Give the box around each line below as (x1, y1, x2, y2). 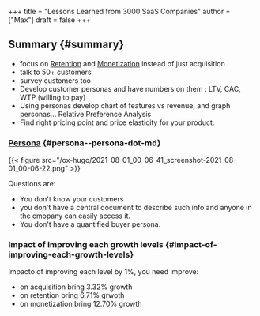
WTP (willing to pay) (19, 92, 86, 102)
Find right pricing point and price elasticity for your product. (19, 118, 215, 127)
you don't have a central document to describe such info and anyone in (19, 203, 252, 213)
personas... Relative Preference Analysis (19, 109, 152, 118)
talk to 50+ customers (19, 67, 92, 77)
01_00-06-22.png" (8, 164, 69, 173)
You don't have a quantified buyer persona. (19, 220, 161, 229)
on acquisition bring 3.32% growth (19, 282, 133, 292)
